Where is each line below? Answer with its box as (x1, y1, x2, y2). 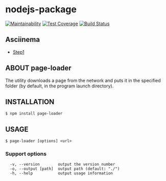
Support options (5, 150, 47, 157)
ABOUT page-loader (5, 64, 72, 73)
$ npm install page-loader (5, 111, 63, 116)
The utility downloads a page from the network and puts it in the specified (5, 77, 161, 83)
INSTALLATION (5, 97, 55, 106)
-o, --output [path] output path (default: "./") (10, 166, 120, 172)
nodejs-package (5, 4, 77, 15)
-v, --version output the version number (10, 162, 115, 167)
